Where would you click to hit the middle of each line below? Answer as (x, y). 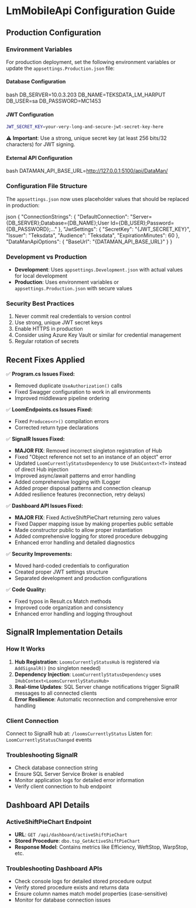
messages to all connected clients (56, 693)
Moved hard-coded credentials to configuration (72, 566)
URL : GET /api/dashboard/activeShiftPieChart (71, 835)
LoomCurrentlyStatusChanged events (49, 740)
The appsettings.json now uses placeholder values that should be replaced (97, 199)
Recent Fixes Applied (45, 360)
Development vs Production (47, 257)
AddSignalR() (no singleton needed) (58, 668)
